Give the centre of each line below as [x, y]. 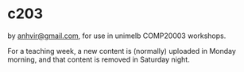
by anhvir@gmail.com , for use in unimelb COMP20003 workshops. [117, 36]
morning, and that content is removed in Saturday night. [99, 59]
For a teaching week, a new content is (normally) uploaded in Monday [122, 51]
